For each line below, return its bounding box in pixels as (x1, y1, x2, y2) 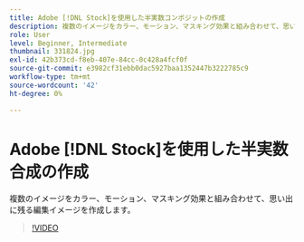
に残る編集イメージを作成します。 (9, 205, 136, 216)
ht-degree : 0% (9, 89, 63, 98)
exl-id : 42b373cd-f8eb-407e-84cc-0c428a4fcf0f (9, 55, 188, 64)
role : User (9, 30, 51, 39)
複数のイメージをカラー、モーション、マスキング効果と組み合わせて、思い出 (9, 193, 294, 204)
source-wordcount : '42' (9, 81, 100, 90)
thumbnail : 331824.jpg (9, 47, 95, 56)
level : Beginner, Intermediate (9, 38, 128, 48)
